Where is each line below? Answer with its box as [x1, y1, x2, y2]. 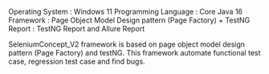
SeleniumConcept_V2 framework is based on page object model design [8, 39, 246, 49]
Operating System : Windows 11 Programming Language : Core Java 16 [8, 7, 243, 16]
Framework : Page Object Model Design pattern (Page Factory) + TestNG [8, 15, 251, 25]
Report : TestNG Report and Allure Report [8, 24, 145, 33]
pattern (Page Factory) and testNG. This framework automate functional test [8, 48, 261, 57]
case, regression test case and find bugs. [8, 56, 146, 66]
